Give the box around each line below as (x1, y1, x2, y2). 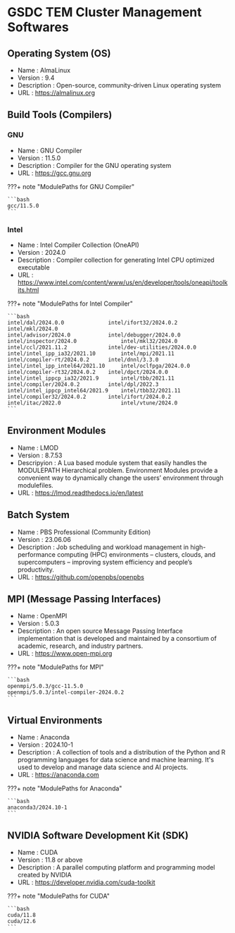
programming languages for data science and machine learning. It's (17, 756, 215, 764)
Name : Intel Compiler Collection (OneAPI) (17, 241, 139, 249)
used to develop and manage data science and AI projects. (17, 763, 189, 771)
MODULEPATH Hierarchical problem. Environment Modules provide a (17, 466, 218, 474)
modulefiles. (17, 481, 54, 489)
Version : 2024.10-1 (17, 740, 74, 749)
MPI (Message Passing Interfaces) (7, 594, 162, 605)
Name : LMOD (17, 443, 58, 452)
